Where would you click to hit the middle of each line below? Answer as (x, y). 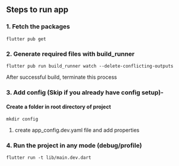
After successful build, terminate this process (62, 77)
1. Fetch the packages (38, 27)
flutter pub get (26, 39)
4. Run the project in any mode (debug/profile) (74, 146)
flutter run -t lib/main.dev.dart (49, 158)
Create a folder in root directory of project (59, 107)
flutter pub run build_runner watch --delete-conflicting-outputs (90, 66)
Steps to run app (37, 10)
